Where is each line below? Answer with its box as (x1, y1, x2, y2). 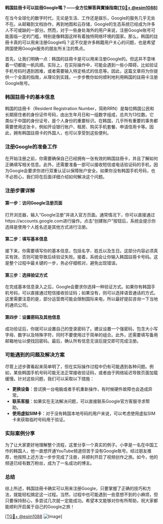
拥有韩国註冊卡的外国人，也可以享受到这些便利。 (13, 130, 112, 136)
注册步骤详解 (5, 187, 35, 194)
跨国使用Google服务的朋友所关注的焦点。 (5, 46, 88, 51)
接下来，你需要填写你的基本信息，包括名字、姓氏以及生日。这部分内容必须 (5, 248, 154, 253)
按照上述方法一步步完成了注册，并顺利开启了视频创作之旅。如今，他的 (17, 454, 158, 460)
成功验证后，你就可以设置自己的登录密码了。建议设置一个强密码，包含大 (5, 326, 149, 332)
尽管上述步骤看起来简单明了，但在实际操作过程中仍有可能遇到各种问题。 (5, 363, 149, 369)
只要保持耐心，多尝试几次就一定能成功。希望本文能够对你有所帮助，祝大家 (5, 498, 154, 504)
